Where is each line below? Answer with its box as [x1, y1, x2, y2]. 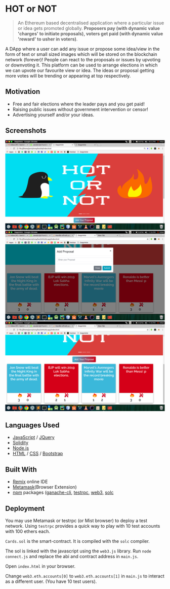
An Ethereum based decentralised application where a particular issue [17, 20, 164, 26]
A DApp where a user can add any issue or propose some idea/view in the [5, 46, 160, 52]
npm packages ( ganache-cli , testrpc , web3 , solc [12, 490, 114, 496]
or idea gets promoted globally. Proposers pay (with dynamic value [17, 25, 160, 31]
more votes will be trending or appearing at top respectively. [5, 72, 131, 79]
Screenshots [5, 126, 47, 135]
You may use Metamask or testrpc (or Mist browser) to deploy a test [5, 518, 148, 524]
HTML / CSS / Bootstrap [12, 451, 63, 457]
